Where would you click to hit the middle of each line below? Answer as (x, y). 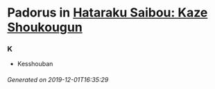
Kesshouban (35, 64)
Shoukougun (45, 27)
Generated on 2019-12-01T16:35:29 (58, 80)
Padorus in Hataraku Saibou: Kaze (108, 13)
